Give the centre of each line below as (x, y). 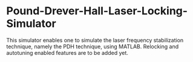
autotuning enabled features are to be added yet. (67, 52)
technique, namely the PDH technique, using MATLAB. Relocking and (93, 46)
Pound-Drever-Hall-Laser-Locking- (97, 11)
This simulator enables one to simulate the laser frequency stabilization (95, 40)
